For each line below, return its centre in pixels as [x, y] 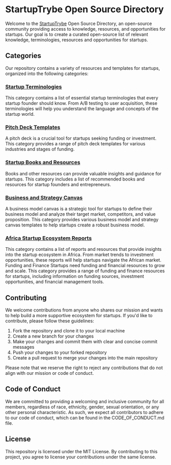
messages [23, 347]
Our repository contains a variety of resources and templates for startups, [83, 68]
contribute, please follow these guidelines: [50, 321]
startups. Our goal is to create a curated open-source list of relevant [77, 34]
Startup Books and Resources [43, 163]
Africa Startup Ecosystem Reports [49, 238]
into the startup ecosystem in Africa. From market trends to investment [79, 255]
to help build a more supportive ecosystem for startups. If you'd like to [79, 316]
